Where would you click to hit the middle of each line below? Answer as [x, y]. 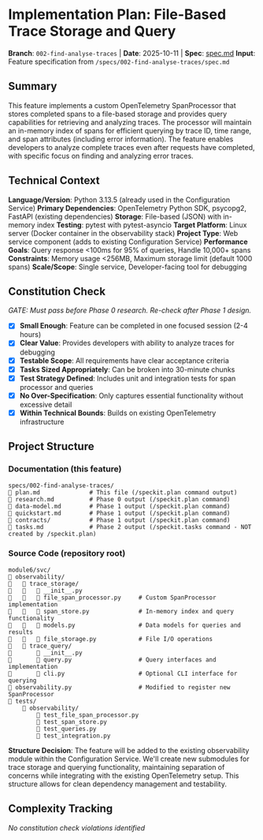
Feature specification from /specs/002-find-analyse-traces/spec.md [119, 62]
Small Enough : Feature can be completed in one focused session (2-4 [133, 326]
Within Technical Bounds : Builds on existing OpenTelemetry [118, 413]
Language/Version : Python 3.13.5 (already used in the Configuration [119, 200]
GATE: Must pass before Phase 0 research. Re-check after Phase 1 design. [130, 310]
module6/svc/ [30, 570]
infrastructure [42, 422]
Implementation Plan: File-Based [117, 15]
